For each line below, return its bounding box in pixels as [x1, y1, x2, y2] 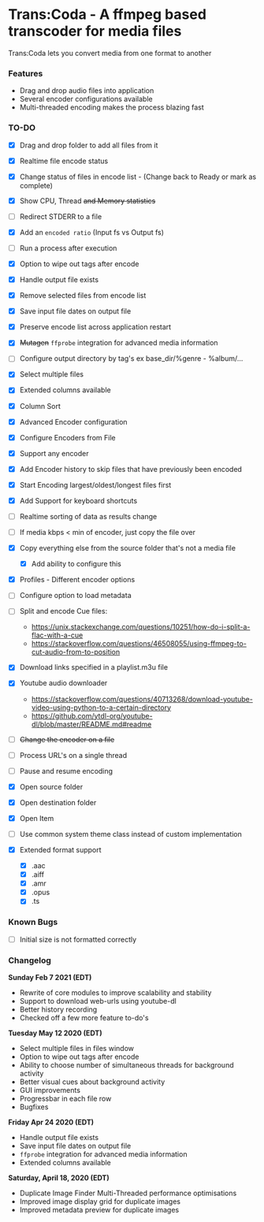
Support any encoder [19, 448, 89, 458]
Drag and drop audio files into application [19, 86, 154, 95]
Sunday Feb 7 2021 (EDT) [8, 973, 92, 982]
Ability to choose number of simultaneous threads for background [19, 1060, 234, 1069]
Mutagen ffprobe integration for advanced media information [19, 338, 218, 347]
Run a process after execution [19, 243, 117, 253]
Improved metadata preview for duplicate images [19, 1205, 180, 1214]
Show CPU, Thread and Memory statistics [19, 195, 156, 206]
